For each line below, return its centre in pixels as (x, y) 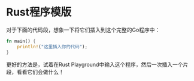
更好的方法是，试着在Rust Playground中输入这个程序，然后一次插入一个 (95, 64)
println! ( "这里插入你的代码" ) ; (52, 46)
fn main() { (21, 41)
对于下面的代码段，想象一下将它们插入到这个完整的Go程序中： (83, 30)
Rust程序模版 (39, 12)
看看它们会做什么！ (40, 71)
